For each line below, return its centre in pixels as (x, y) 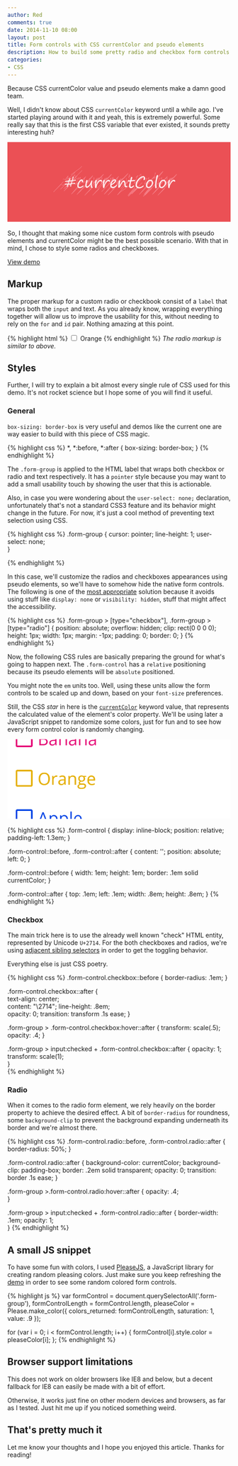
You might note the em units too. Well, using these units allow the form (109, 685)
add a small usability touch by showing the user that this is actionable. (109, 484)
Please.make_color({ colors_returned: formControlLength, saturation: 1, (111, 1311)
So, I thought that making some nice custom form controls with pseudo (111, 233)
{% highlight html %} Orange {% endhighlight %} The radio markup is (114, 338)
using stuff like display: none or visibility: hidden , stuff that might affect (117, 599)
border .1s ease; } (33, 1178)
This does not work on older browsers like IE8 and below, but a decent (110, 1379)
